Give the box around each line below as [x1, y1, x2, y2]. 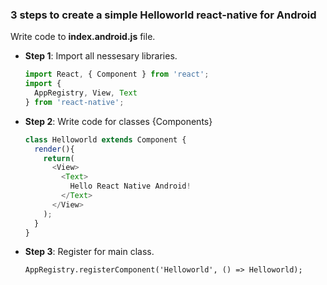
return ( [43, 153, 75, 163]
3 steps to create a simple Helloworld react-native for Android [10, 8, 317, 22]
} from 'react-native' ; [24, 97, 125, 107]
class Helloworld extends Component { [24, 134, 187, 145]
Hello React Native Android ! [69, 181, 192, 192]
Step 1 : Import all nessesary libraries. [24, 50, 178, 62]
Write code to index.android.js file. [10, 31, 156, 43]
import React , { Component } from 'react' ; [24, 69, 210, 80]
